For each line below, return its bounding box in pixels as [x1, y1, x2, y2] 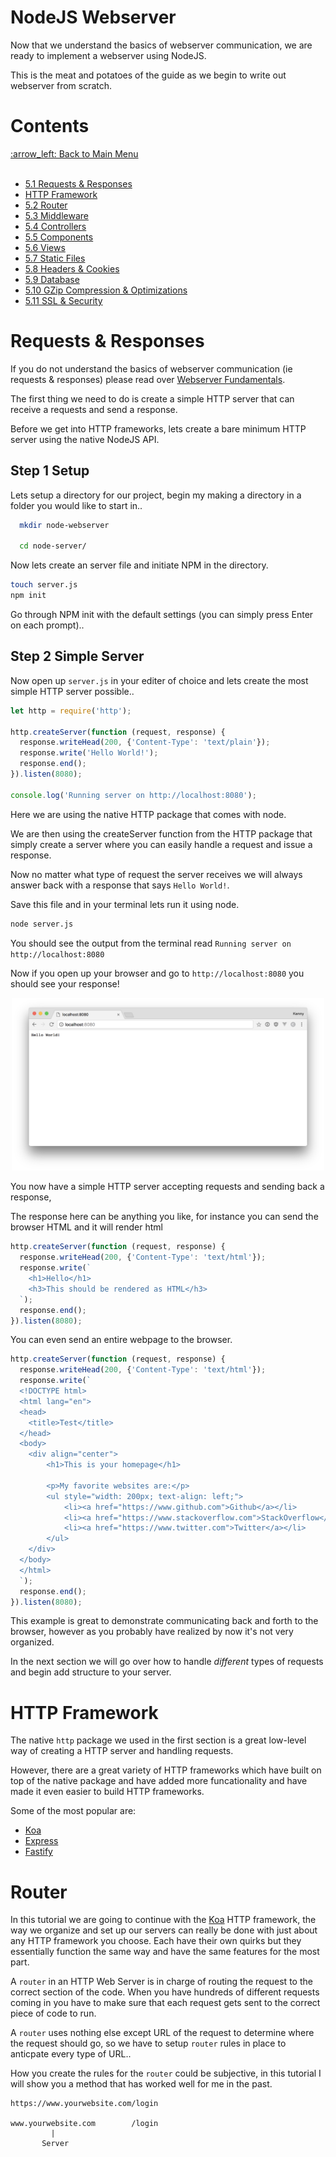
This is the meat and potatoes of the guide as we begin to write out [10, 69, 287, 81]
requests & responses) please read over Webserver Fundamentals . [10, 373, 286, 385]
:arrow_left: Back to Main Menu [10, 147, 139, 160]
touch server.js [10, 580, 78, 590]
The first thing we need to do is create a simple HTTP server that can [10, 392, 295, 405]
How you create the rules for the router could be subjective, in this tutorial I [10, 2067, 322, 2080]
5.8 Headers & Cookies [24, 262, 120, 275]
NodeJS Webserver [10, 6, 177, 29]
